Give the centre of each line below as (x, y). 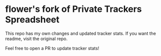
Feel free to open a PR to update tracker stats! (52, 48)
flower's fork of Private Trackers (74, 9)
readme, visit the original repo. (37, 39)
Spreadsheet (32, 20)
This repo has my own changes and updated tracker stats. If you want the (81, 33)
